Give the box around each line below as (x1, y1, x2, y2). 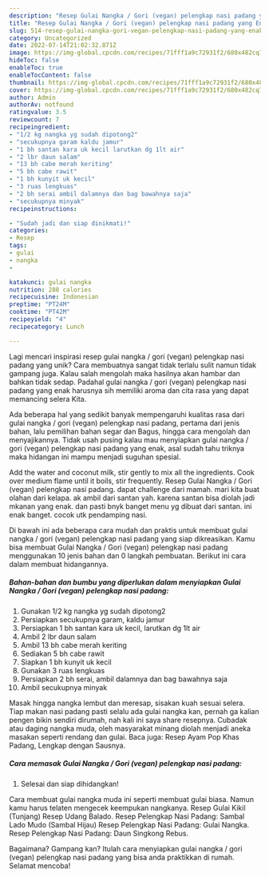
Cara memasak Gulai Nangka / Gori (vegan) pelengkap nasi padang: (9, 759, 243, 768)
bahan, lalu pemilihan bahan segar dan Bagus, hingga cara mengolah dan (9, 427, 251, 436)
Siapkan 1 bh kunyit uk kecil (20, 657, 112, 667)
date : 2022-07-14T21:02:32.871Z (9, 42, 117, 50)
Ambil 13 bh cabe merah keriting (20, 640, 127, 649)
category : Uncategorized (9, 34, 92, 42)
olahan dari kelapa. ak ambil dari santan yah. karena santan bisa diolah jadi (9, 493, 255, 502)
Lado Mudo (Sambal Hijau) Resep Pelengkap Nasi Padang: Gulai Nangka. (9, 819, 250, 829)
